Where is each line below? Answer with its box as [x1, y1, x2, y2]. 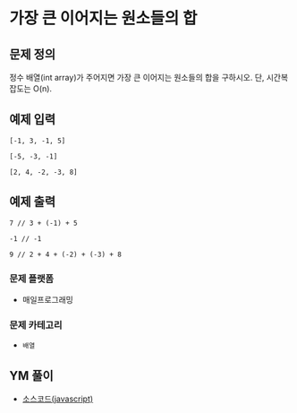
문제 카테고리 [9, 319, 63, 331]
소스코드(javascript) [21, 393, 94, 404]
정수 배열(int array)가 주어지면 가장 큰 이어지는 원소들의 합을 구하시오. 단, [9, 73, 265, 82]
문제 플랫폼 [9, 272, 55, 285]
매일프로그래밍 [21, 294, 73, 305]
